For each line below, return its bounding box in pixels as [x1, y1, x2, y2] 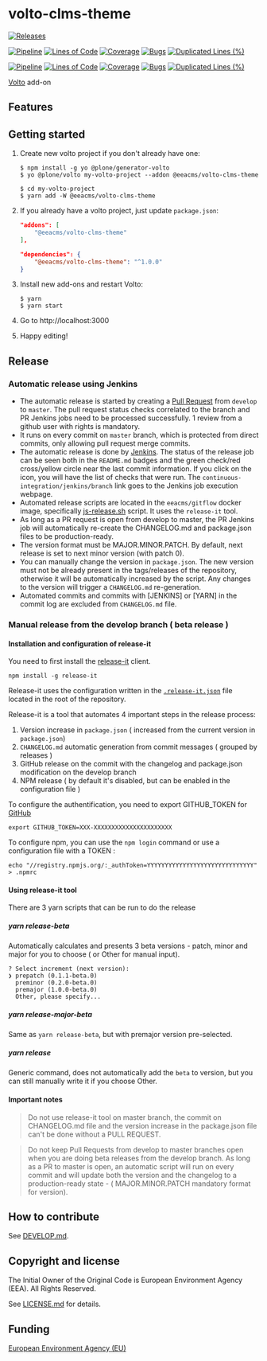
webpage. [19, 489, 53, 499]
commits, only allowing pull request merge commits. [19, 439, 191, 448]
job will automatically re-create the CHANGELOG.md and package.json [19, 523, 252, 533]
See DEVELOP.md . [8, 1231, 69, 1241]
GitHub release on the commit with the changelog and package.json [19, 759, 243, 769]
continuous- [202, 474, 242, 482]
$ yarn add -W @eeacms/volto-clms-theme [19, 192, 156, 200]
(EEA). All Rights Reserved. [8, 1284, 97, 1293]
